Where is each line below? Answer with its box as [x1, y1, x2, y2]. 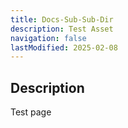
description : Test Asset [10, 24, 114, 34]
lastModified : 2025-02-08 [10, 42, 118, 53]
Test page [10, 106, 52, 118]
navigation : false [10, 33, 87, 43]
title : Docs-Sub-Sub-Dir [10, 14, 114, 25]
